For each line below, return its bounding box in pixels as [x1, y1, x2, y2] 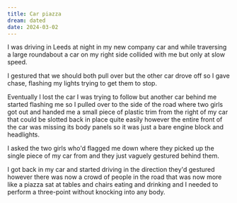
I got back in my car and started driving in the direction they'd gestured [7, 166, 215, 174]
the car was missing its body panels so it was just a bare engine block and [7, 123, 224, 132]
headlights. [7, 130, 40, 139]
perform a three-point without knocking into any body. [7, 188, 166, 197]
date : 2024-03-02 [7, 23, 59, 30]
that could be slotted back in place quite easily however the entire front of [7, 115, 223, 124]
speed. [7, 58, 28, 66]
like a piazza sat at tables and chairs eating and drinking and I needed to [7, 180, 219, 189]
